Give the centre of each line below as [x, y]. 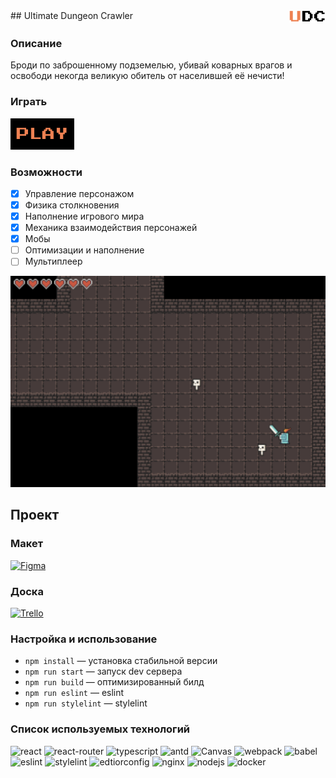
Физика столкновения [72, 205]
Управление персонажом [79, 193]
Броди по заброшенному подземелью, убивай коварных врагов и [151, 65]
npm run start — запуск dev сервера [103, 671]
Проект [35, 515]
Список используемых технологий [100, 729]
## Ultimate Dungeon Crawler [71, 15]
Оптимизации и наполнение [84, 250]
